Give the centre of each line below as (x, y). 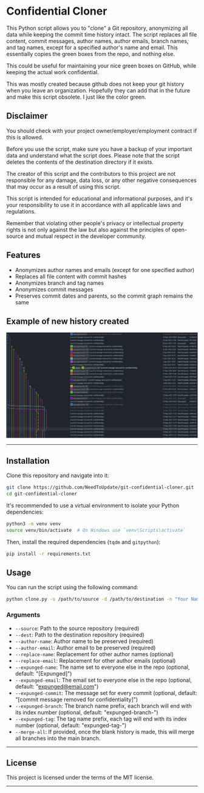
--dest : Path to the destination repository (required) (80, 635)
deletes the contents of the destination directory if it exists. (80, 162)
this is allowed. (25, 137)
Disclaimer (27, 116)
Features (23, 255)
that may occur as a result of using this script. (64, 186)
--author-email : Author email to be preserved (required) (85, 648)
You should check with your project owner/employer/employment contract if (102, 131)
